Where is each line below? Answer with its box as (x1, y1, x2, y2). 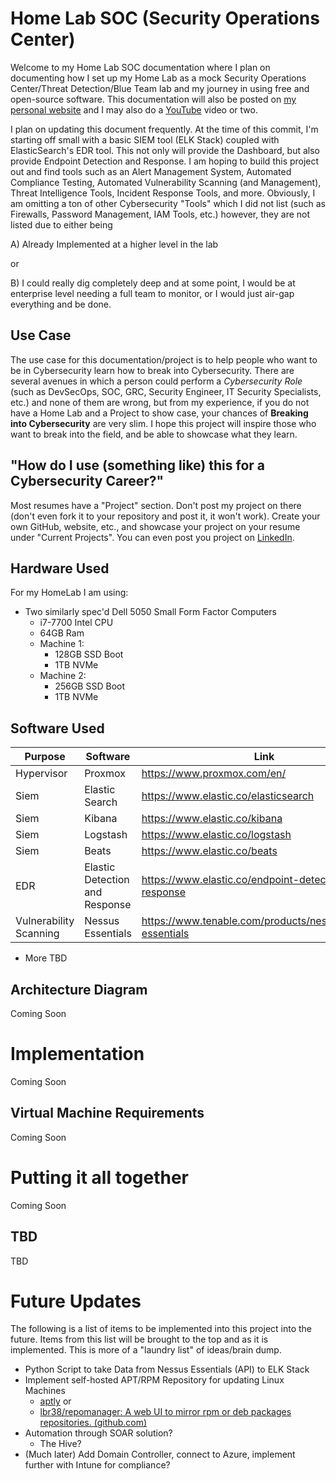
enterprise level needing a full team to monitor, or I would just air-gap (10, 287, 295, 299)
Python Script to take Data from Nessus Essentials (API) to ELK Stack (24, 1363, 310, 1376)
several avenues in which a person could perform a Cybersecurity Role (10, 375, 303, 387)
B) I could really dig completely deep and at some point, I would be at (10, 277, 296, 289)
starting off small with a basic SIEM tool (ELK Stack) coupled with (10, 133, 280, 146)
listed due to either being (10, 218, 113, 231)
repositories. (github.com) (39, 1417, 148, 1429)
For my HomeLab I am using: (10, 587, 129, 599)
